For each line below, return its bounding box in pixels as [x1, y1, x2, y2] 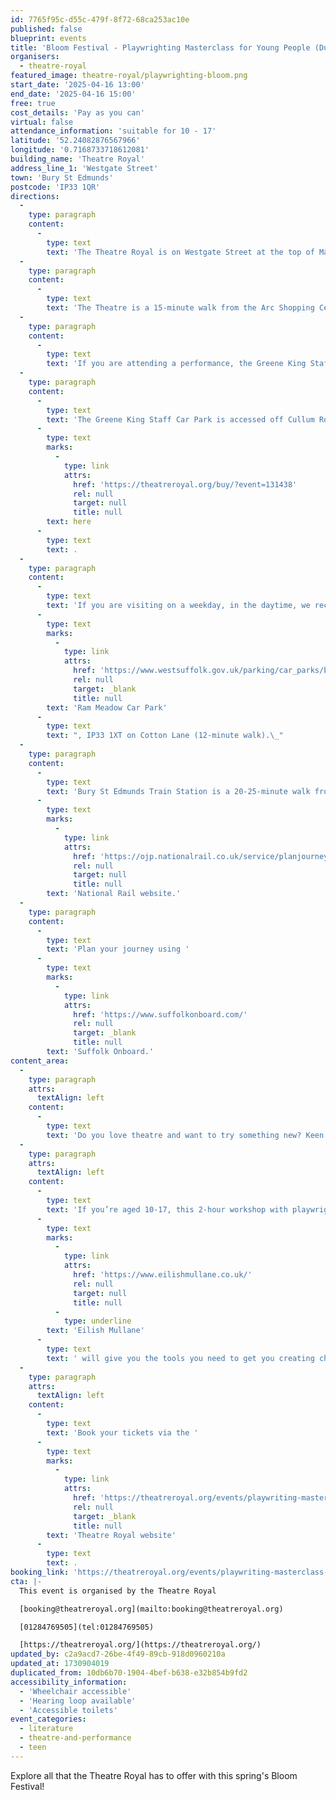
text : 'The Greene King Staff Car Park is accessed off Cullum [46, 414, 315, 425]
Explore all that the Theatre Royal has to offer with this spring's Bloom [10, 1769, 298, 1781]
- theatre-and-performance [19, 1733, 132, 1743]
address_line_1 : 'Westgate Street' [10, 163, 159, 173]
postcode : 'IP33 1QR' [10, 182, 101, 192]
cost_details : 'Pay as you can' [10, 107, 145, 118]
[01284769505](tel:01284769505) [19, 1622, 155, 1632]
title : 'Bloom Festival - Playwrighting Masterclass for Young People [10, 42, 311, 53]
